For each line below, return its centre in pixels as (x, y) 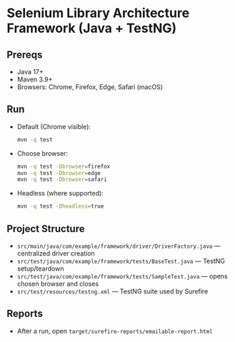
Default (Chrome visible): (54, 126)
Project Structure (46, 229)
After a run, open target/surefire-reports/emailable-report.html (115, 331)
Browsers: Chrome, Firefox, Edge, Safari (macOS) (90, 87)
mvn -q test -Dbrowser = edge (59, 173)
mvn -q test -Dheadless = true (60, 206)
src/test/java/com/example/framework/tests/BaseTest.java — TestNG (121, 261)
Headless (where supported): (60, 193)
